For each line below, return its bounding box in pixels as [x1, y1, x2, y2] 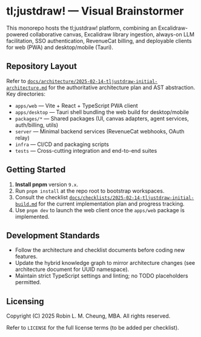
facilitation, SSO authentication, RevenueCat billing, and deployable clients [6, 37, 192, 44]
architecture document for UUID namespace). [15, 265, 130, 273]
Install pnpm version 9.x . [15, 181, 79, 188]
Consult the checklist [15, 193, 68, 201]
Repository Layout [6, 61, 77, 72]
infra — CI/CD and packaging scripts [15, 141, 109, 148]
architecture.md [6, 85, 47, 91]
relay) [15, 134, 30, 141]
